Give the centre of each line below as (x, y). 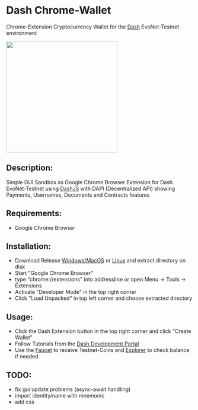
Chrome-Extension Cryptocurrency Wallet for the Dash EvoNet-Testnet (93, 27)
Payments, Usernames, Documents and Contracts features (78, 195)
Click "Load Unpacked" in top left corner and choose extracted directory (103, 298)
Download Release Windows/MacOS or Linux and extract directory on (100, 261)
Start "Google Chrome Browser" (54, 273)
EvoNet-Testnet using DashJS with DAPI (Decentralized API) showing (91, 188)
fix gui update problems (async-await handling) (73, 389)
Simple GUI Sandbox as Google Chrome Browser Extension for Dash (90, 182)
